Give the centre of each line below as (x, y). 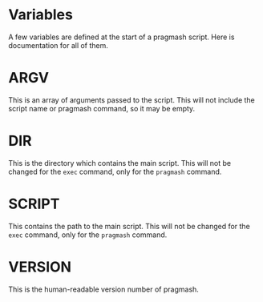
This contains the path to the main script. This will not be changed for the (129, 226)
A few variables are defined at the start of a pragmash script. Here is (121, 37)
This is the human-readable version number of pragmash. (103, 289)
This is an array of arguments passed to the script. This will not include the (131, 100)
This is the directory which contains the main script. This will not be (120, 163)
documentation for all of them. (58, 45)
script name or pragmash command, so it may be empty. (102, 108)
